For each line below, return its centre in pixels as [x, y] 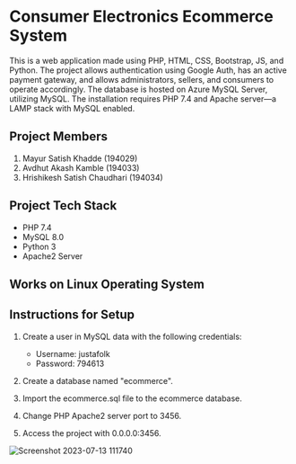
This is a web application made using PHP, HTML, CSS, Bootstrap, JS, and [147, 60]
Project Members [59, 137]
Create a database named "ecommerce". [97, 380]
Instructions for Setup [72, 315]
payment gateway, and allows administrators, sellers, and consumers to [142, 79]
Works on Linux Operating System [107, 284]
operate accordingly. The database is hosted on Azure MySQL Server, [139, 89]
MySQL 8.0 [43, 236]
